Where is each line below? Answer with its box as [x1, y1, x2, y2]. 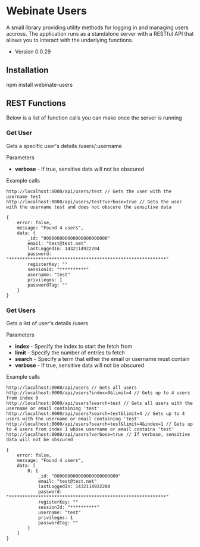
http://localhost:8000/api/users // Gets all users [6, 385, 137, 391]
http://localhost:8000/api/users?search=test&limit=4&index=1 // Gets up [6, 421, 193, 427]
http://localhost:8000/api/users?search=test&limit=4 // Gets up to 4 [6, 411, 185, 417]
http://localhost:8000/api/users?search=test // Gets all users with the [6, 400, 193, 407]
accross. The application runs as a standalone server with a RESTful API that [6, 30, 194, 37]
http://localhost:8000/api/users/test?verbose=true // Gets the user [6, 199, 183, 205]
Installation [6, 65, 49, 76]
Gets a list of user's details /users [6, 320, 88, 327]
